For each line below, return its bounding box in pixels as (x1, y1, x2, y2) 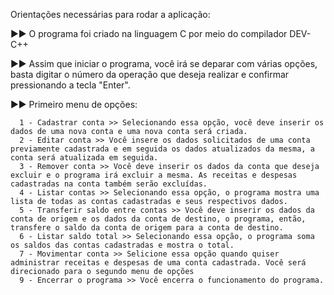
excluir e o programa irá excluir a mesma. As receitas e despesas (10, 170, 298, 180)
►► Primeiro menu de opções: (10, 99, 138, 110)
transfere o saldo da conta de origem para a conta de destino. (10, 223, 284, 233)
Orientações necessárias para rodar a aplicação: (10, 9, 211, 20)
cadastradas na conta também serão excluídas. (10, 179, 208, 189)
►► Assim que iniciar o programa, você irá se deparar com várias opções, (10, 58, 318, 69)
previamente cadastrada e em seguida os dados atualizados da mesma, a (10, 144, 315, 154)
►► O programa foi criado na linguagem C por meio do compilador (10, 28, 288, 39)
